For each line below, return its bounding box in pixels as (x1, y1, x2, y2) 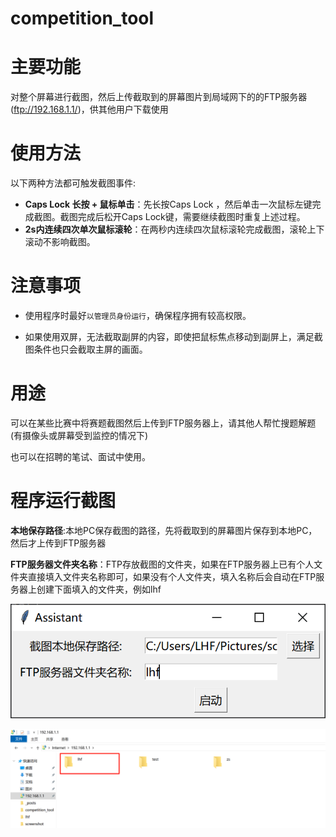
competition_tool (10, 7, 155, 30)
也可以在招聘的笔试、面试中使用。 (10, 450, 151, 462)
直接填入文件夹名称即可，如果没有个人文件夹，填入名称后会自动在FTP (27, 570, 317, 582)
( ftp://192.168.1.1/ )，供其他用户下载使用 (10, 103, 169, 116)
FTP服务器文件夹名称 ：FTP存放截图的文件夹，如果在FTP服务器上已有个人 (10, 558, 315, 570)
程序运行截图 (10, 490, 117, 512)
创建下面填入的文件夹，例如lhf (36, 583, 162, 595)
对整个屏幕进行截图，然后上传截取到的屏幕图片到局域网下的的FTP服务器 (10, 91, 308, 103)
